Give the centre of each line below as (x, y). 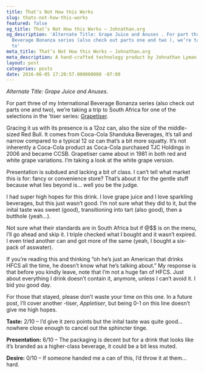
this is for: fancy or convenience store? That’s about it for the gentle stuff (97, 179)
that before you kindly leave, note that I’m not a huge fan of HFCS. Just (95, 272)
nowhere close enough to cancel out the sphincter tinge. (77, 328)
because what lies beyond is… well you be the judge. (72, 185)
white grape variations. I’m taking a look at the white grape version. (90, 160)
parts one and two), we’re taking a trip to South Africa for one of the (91, 110)
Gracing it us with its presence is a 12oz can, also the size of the (87, 128)
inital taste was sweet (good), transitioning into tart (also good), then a (94, 210)
